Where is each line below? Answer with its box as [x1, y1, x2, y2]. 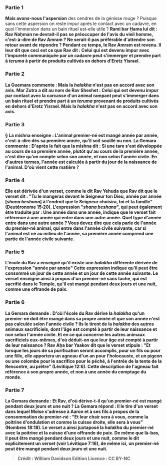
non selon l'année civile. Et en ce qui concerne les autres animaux [5, 331, 145, 337]
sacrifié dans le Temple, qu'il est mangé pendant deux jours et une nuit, [5, 281, 157, 287]
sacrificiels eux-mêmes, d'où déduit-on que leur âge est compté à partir [5, 337, 158, 343]
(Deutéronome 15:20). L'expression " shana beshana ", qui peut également [5, 204, 162, 210]
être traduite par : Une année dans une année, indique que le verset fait [5, 209, 156, 215]
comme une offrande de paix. [5, 286, 68, 292]
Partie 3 [5, 121, 25, 128]
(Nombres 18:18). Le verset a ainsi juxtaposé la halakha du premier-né [5, 424, 154, 430]
